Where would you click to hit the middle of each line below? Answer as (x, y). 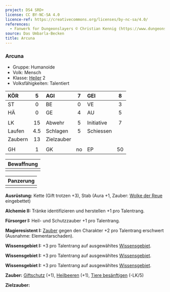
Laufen (16, 131)
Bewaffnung (23, 164)
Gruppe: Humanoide (34, 67)
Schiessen (100, 131)
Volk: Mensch (27, 73)
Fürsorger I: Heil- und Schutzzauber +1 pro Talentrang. (63, 221)
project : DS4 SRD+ (25, 10)
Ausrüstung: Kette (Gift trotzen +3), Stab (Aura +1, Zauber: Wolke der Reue (84, 196)
